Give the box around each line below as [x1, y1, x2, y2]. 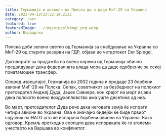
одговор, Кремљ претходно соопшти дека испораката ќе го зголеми [5, 120, 151, 126]
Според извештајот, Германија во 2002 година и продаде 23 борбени [5, 79, 153, 85]
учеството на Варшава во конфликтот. [5, 125, 86, 131]
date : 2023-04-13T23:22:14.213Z [5, 12, 72, 17]
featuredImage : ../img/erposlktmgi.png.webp [5, 26, 98, 31]
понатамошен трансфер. [5, 69, 58, 75]
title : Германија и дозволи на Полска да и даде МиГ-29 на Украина [5, 7, 147, 12]
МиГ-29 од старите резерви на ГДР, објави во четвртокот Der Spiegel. [5, 49, 153, 55]
